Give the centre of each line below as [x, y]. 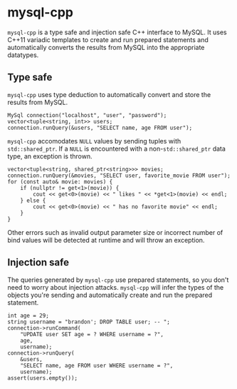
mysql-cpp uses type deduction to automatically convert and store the [109, 94]
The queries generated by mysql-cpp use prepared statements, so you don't [118, 280]
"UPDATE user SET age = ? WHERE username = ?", [92, 334]
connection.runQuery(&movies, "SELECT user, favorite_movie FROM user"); [119, 176]
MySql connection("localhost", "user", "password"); [87, 115]
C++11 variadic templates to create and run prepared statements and [108, 39]
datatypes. [23, 55]
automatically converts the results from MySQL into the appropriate [106, 47]
